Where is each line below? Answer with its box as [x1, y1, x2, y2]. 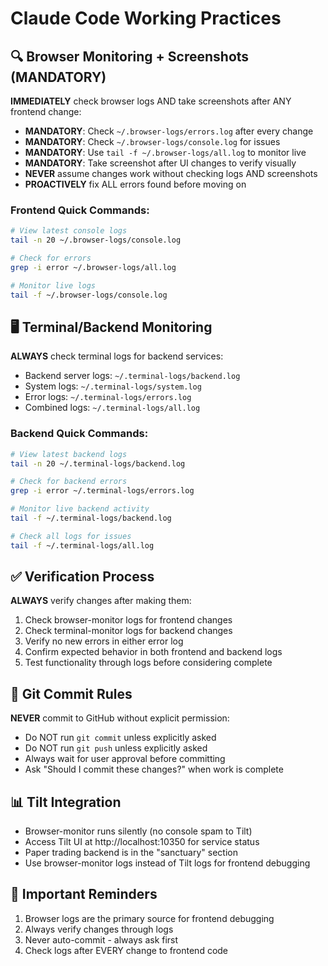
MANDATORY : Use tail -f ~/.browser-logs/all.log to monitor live [24, 147, 307, 158]
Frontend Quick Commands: [10, 203, 150, 217]
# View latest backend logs [10, 449, 128, 459]
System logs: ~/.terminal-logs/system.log [24, 380, 202, 392]
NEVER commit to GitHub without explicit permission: [10, 712, 230, 724]
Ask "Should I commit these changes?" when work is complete [24, 763, 284, 776]
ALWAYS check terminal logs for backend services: [10, 350, 224, 362]
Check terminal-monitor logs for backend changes [24, 625, 233, 637]
